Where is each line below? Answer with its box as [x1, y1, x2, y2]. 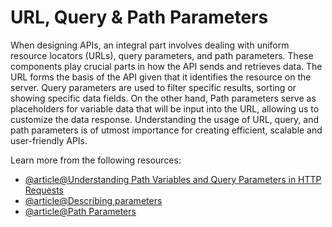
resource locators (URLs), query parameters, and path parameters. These [10, 49, 314, 61]
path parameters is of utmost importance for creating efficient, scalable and [10, 124, 323, 136]
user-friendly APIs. [10, 134, 88, 146]
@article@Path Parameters [24, 205, 137, 217]
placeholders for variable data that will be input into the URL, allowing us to [10, 102, 320, 115]
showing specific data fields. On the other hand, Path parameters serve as [10, 92, 317, 104]
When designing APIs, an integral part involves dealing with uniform [10, 39, 290, 51]
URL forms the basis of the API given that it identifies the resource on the [10, 71, 312, 83]
